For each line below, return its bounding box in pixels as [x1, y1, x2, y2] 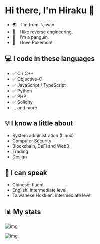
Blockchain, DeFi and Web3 [12, 143, 69, 149]
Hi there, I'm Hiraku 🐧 [5, 5, 95, 16]
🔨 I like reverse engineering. [12, 29, 73, 35]
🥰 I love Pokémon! [12, 39, 53, 45]
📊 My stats [5, 207, 41, 216]
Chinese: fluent [12, 182, 44, 188]
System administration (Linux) [12, 132, 74, 138]
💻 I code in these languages [5, 55, 95, 63]
